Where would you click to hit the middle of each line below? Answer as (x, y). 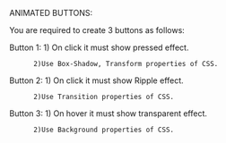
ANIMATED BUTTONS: (51, 13)
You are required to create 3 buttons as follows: (97, 30)
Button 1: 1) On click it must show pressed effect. (99, 47)
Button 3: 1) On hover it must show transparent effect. (109, 114)
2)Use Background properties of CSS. (104, 130)
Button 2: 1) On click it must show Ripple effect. (96, 80)
